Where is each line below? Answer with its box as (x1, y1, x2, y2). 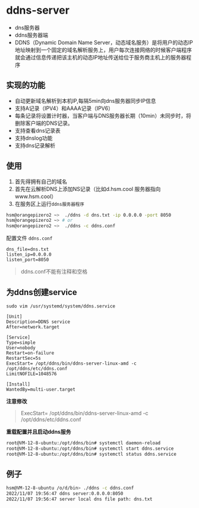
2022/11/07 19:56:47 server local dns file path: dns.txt (6, 496, 153, 503)
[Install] (6, 381, 31, 387)
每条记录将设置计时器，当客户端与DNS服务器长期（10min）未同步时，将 (14, 112, 191, 119)
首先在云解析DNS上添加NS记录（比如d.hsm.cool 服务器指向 (14, 185, 161, 192)
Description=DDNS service (6, 319, 70, 325)
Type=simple (6, 340, 36, 346)
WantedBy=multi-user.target (6, 387, 76, 393)
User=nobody (6, 345, 36, 351)
